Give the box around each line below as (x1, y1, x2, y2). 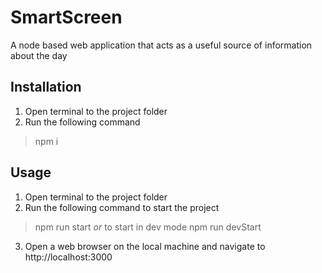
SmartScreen (10, 6, 123, 29)
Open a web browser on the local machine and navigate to (24, 240, 266, 252)
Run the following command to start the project (24, 201, 220, 213)
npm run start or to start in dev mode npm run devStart (34, 221, 262, 233)
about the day (10, 49, 68, 61)
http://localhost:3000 (24, 251, 113, 263)
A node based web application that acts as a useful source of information (10, 39, 313, 51)
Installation (10, 79, 82, 96)
